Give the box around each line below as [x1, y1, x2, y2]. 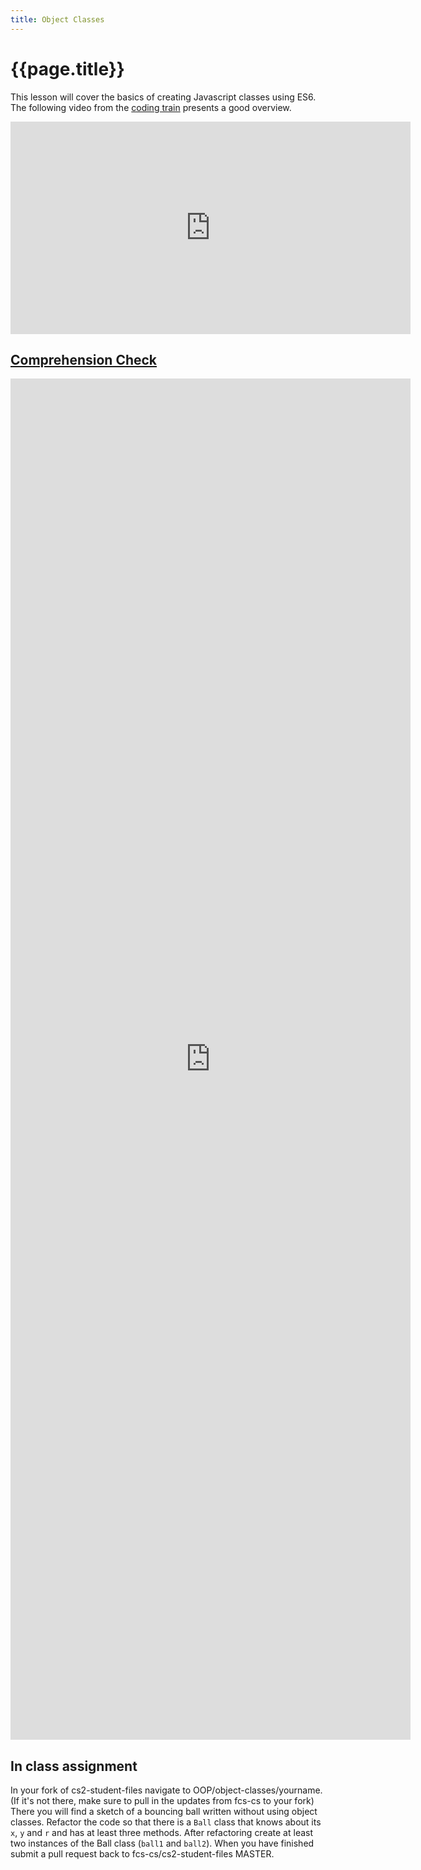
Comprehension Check [10, 351, 158, 368]
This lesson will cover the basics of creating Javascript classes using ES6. [10, 91, 317, 103]
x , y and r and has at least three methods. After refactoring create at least [10, 1827, 314, 1839]
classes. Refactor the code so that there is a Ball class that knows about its [10, 1816, 322, 1828]
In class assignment [10, 1757, 138, 1775]
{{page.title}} [10, 57, 125, 80]
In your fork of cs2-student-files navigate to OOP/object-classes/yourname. [10, 1784, 323, 1796]
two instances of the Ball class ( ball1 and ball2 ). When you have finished [10, 1837, 315, 1850]
